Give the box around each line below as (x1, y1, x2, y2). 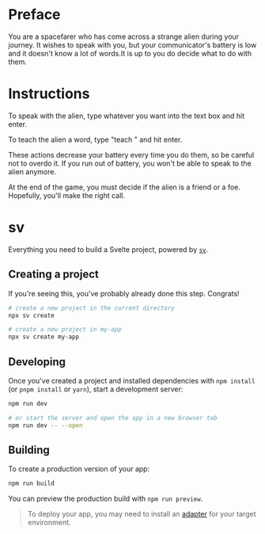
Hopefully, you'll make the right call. (8, 190, 125, 200)
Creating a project (8, 268, 99, 281)
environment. (27, 517, 71, 528)
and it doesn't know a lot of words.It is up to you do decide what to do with (8, 48, 252, 58)
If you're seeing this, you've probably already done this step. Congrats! (8, 288, 240, 298)
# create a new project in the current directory (8, 303, 176, 312)
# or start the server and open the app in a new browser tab (8, 414, 218, 421)
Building (8, 443, 50, 456)
